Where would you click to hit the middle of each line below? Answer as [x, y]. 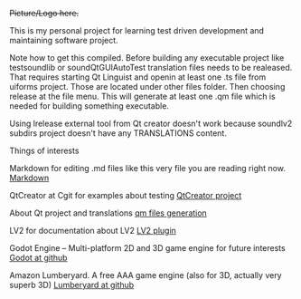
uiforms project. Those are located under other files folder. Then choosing [147, 87]
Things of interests [44, 150]
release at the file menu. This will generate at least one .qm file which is [142, 96]
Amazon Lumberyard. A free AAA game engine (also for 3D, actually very [146, 275]
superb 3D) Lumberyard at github [72, 285]
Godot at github [38, 258]
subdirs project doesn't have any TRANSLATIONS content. [118, 133]
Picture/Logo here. [44, 13]
